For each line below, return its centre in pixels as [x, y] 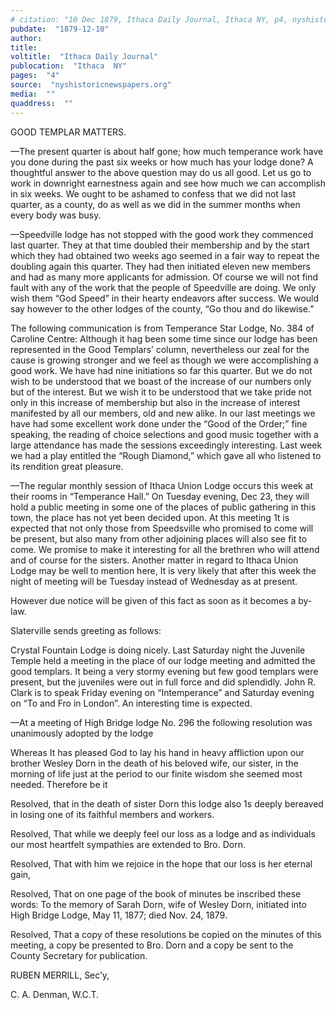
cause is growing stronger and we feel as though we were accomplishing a [164, 360]
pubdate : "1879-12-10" [60, 29]
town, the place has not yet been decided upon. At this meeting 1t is [150, 517]
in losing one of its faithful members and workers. [112, 814]
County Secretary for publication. [79, 955]
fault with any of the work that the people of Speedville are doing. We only [163, 287]
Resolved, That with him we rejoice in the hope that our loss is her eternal [161, 863]
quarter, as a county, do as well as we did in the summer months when [155, 204]
